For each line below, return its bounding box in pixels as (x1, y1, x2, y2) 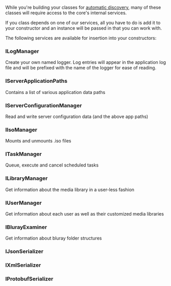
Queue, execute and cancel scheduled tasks (5, 162, 99, 168)
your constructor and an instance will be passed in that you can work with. (5, 25, 162, 31)
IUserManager (5, 199, 42, 206)
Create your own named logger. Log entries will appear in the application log (5, 59, 166, 65)
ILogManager (5, 47, 39, 55)
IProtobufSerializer (5, 275, 54, 282)
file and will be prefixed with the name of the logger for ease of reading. (5, 65, 157, 71)
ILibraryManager (5, 175, 48, 182)
